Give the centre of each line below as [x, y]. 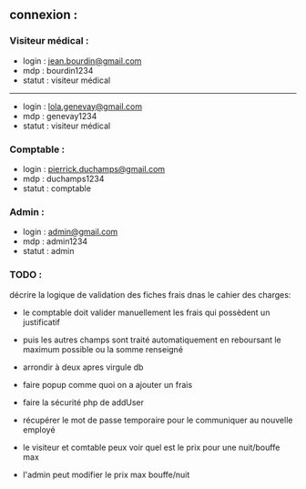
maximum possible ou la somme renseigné [103, 349]
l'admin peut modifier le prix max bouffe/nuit [106, 474]
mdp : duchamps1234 [63, 178]
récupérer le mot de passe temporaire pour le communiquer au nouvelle [158, 420]
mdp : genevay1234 [60, 116]
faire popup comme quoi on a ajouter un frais [107, 384]
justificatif [41, 321]
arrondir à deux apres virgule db [83, 367]
